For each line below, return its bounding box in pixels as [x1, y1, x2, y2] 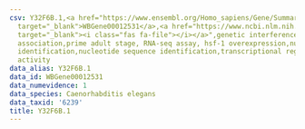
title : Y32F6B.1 [9, 106, 71, 115]
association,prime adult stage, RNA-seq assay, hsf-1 [17, 38, 225, 48]
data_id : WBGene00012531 [9, 73, 103, 82]
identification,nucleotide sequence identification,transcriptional [17, 47, 282, 56]
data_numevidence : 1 [9, 81, 88, 90]
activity [17, 55, 51, 64]
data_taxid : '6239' [9, 97, 84, 107]
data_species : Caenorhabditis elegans [9, 89, 156, 98]
